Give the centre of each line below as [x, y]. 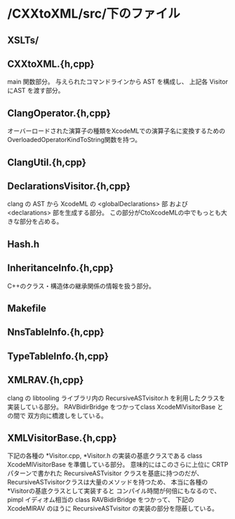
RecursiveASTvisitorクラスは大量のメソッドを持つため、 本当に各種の [108, 482]
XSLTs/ [23, 40]
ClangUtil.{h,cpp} [47, 162]
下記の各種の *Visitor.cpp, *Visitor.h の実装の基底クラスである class [105, 456]
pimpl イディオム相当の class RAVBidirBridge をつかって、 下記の [101, 500]
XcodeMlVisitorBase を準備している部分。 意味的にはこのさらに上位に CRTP [118, 465]
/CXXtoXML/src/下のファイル [94, 14]
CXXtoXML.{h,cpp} [51, 64]
